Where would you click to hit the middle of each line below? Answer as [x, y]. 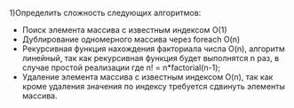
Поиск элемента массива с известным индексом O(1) [124, 30]
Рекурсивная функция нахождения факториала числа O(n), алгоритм [154, 49]
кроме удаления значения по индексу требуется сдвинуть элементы [154, 86]
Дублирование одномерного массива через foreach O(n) [131, 39]
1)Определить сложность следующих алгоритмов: [105, 13]
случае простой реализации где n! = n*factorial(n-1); [121, 67]
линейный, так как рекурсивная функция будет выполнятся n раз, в [151, 58]
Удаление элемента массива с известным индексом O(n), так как [147, 77]
